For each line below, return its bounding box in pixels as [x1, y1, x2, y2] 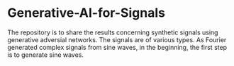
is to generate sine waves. [7, 51, 84, 59]
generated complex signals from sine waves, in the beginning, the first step [7, 43, 228, 51]
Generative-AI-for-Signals [7, 5, 165, 21]
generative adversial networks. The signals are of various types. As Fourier [7, 35, 227, 44]
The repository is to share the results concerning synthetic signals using [7, 28, 218, 37]
